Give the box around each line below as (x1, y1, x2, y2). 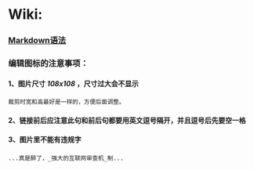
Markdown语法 (8, 35, 67, 46)
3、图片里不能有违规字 (8, 135, 82, 144)
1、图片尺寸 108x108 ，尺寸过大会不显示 (8, 78, 139, 88)
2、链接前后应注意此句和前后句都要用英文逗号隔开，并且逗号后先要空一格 (8, 115, 246, 125)
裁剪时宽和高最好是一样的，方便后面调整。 (8, 98, 125, 107)
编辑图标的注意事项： (8, 58, 89, 69)
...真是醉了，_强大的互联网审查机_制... (8, 154, 124, 162)
